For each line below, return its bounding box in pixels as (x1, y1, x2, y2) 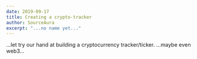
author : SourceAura (6, 19, 55, 25)
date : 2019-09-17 (6, 8, 50, 15)
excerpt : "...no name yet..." (6, 25, 82, 31)
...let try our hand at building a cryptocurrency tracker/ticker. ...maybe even (6, 41, 191, 48)
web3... (6, 48, 25, 55)
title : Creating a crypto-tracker (6, 14, 93, 20)
